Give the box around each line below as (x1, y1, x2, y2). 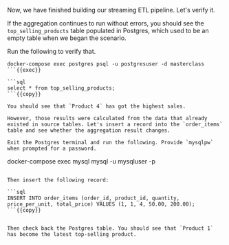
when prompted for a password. (7, 145, 97, 152)
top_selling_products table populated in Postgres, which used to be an (7, 27, 209, 35)
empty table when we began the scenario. (7, 34, 127, 42)
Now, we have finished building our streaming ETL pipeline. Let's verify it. (7, 6, 215, 14)
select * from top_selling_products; (7, 85, 116, 92)
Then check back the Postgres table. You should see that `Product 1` (7, 225, 214, 232)
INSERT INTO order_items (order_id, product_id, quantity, (7, 195, 180, 202)
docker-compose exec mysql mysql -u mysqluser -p (7, 157, 156, 165)
